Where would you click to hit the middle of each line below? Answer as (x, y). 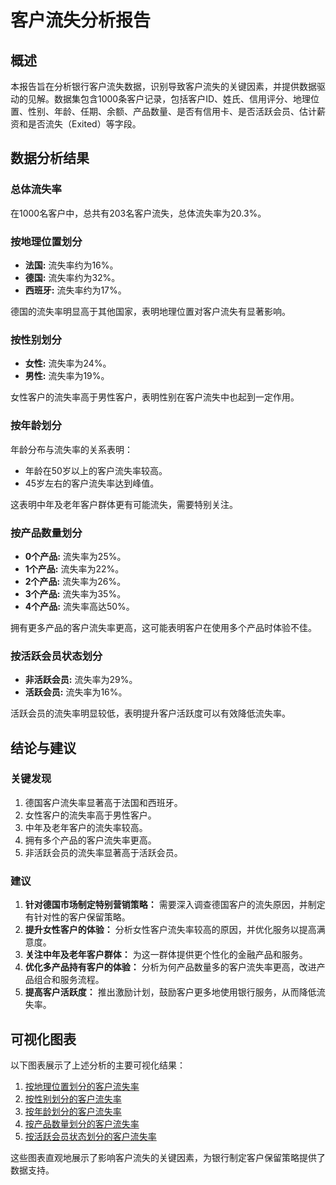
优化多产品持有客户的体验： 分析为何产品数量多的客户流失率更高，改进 (170, 967)
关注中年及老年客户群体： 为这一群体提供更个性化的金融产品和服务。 (166, 955)
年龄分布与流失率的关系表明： (71, 449)
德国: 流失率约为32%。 (72, 277)
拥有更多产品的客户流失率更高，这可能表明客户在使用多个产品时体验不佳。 (163, 627)
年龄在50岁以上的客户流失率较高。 (96, 470)
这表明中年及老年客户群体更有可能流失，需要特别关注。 (124, 504)
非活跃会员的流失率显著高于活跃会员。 (103, 852)
